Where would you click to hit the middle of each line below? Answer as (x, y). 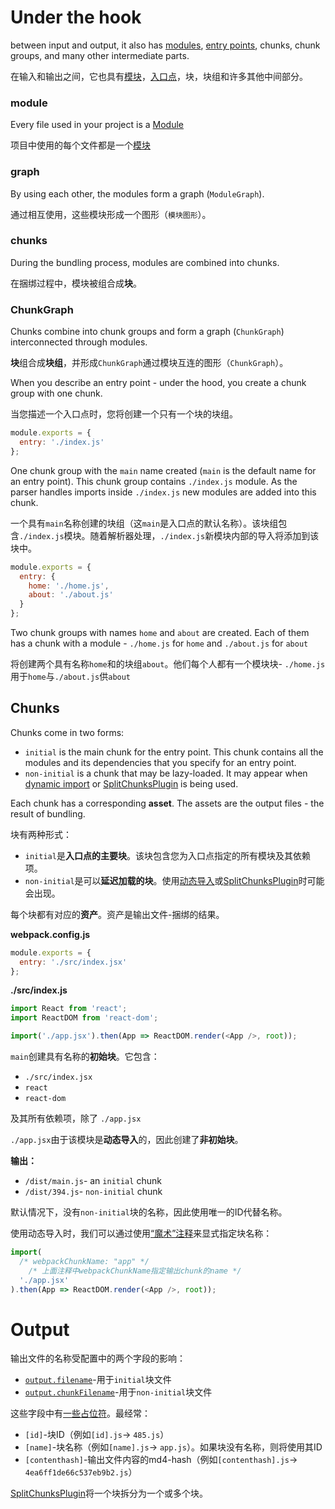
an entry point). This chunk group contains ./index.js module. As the (154, 481)
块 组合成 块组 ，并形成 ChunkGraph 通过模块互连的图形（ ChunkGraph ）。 (149, 363)
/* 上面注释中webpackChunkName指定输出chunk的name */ (135, 1271)
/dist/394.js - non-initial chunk (93, 1192)
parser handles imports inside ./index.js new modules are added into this (163, 492)
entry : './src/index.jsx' (73, 962)
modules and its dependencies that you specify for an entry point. (160, 762)
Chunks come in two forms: (67, 732)
